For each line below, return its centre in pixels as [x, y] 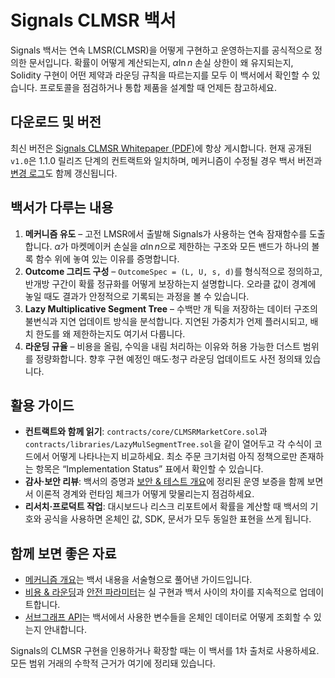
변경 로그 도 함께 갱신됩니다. [64, 173]
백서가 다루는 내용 [62, 207]
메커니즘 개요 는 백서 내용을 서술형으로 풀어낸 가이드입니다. [138, 580]
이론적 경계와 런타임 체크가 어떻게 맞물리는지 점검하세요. [145, 494]
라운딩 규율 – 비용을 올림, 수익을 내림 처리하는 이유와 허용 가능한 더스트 [162, 346]
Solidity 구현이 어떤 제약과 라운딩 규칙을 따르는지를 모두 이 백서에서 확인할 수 [160, 75]
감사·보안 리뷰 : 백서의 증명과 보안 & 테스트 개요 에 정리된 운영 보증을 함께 [164, 482]
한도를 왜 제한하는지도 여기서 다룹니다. [110, 333]
